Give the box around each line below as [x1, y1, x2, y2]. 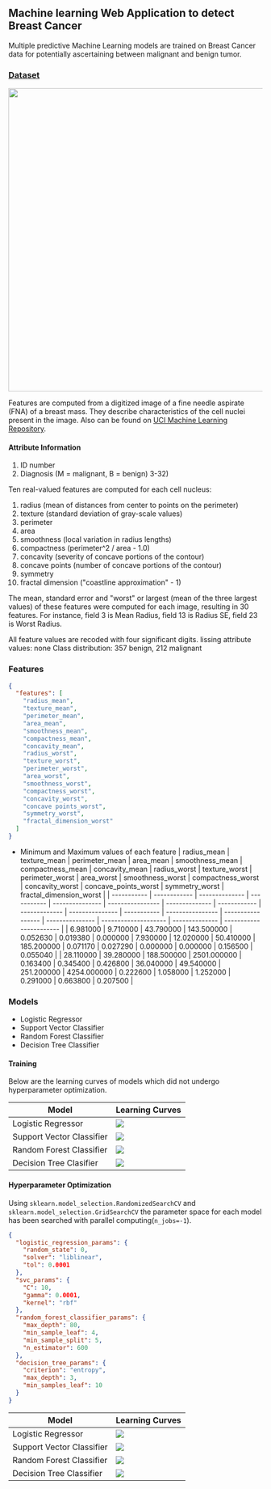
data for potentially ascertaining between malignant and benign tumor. [8, 49, 242, 59]
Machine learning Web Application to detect [8, 6, 236, 20]
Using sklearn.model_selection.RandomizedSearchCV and [8, 1198, 196, 1208]
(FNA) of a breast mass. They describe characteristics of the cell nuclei [8, 407, 246, 417]
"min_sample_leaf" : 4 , [23, 1329, 99, 1337]
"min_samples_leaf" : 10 [23, 1381, 103, 1390]
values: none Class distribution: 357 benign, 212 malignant [8, 643, 202, 654]
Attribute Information [8, 442, 81, 452]
